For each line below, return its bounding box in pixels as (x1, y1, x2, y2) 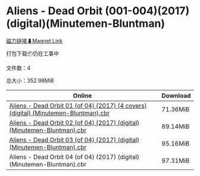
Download (161, 91, 191, 99)
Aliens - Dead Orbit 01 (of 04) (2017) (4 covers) (9, 101, 147, 109)
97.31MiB (161, 156, 190, 165)
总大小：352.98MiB (6, 77, 54, 84)
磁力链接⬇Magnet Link (6, 37, 63, 44)
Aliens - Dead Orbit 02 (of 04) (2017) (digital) (9, 118, 140, 127)
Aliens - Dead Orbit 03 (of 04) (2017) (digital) (9, 136, 140, 144)
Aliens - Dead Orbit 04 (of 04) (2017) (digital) (9, 153, 140, 161)
